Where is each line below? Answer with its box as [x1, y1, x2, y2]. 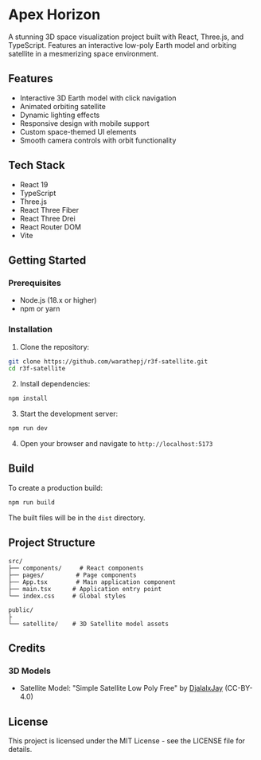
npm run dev [8, 425, 48, 433]
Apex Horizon [8, 6, 101, 24]
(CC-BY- [224, 684, 253, 693]
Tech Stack [8, 159, 65, 172]
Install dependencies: [19, 379, 91, 389]
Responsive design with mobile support [19, 118, 150, 128]
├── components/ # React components [8, 564, 145, 572]
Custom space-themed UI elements [19, 127, 137, 136]
